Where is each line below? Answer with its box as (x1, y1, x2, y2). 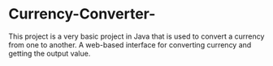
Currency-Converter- (8, 5, 156, 23)
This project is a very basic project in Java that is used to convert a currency (8, 31, 265, 41)
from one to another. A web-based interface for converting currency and (8, 39, 252, 49)
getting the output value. (8, 48, 91, 58)
